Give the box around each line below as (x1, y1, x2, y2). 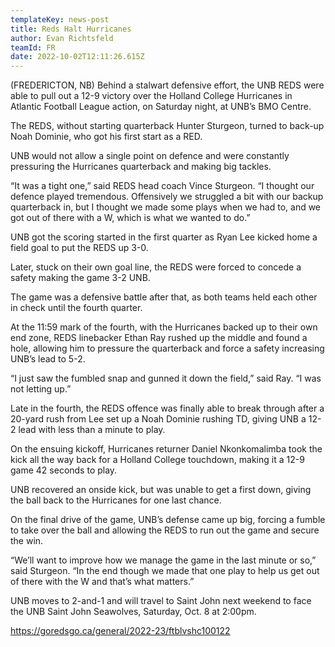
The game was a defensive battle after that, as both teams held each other (10, 291, 318, 303)
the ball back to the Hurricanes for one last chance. (10, 494, 222, 506)
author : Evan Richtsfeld (10, 33, 114, 43)
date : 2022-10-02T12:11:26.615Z (10, 52, 145, 62)
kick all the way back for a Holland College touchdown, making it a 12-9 (10, 454, 305, 466)
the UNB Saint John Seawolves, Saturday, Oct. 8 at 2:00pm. (10, 606, 257, 618)
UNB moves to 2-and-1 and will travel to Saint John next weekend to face (10, 595, 312, 607)
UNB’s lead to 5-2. (10, 353, 86, 365)
